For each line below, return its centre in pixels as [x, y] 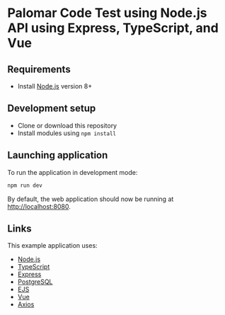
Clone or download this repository [67, 125]
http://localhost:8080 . [39, 206]
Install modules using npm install [67, 133]
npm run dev [25, 185]
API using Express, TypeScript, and [113, 28]
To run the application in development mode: [73, 172]
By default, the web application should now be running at [91, 199]
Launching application [58, 155]
